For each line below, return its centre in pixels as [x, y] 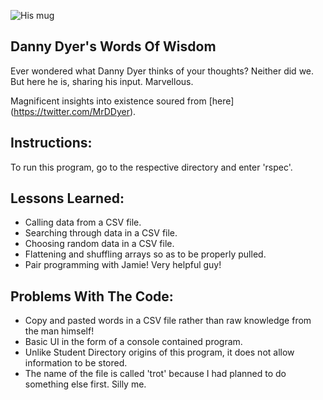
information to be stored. [76, 363]
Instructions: [51, 143]
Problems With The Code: [92, 296]
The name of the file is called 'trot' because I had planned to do [155, 374]
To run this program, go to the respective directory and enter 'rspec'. [151, 167]
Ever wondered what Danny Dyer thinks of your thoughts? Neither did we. [162, 71]
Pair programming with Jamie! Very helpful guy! [123, 265]
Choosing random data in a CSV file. [99, 244]
